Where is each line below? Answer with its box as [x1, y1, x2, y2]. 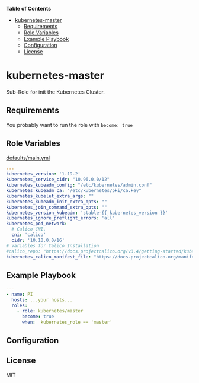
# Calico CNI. [11, 226, 46, 232]
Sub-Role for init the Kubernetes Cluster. [6, 88, 105, 95]
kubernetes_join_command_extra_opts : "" [6, 204, 108, 210]
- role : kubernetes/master [17, 308, 84, 314]
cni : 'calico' [11, 232, 46, 238]
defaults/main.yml [6, 154, 50, 161]
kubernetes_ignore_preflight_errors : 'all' [6, 215, 115, 221]
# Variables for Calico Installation [6, 242, 99, 248]
